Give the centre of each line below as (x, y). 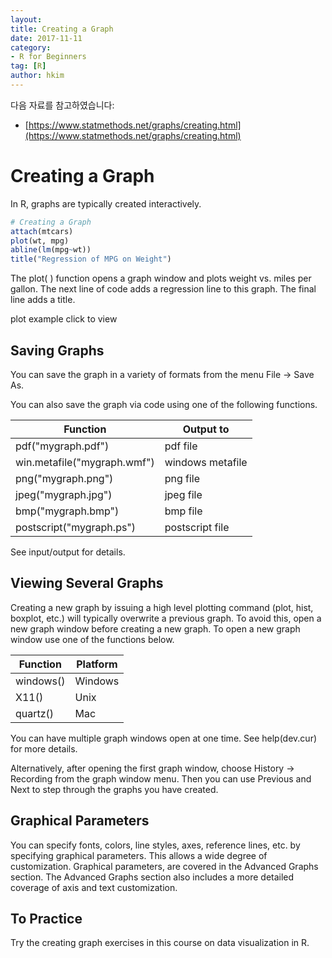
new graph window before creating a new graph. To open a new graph (155, 628)
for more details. (44, 748)
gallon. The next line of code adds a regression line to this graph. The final (163, 289)
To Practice (46, 919)
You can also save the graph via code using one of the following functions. (164, 404)
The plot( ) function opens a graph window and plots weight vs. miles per (161, 278)
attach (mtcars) (42, 231)
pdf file (181, 446)
